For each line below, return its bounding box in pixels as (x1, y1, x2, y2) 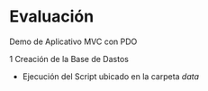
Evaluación (9, 6, 95, 27)
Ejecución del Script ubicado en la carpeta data (22, 70, 200, 82)
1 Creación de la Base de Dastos (9, 53, 129, 64)
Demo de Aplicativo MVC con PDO (9, 36, 138, 47)
